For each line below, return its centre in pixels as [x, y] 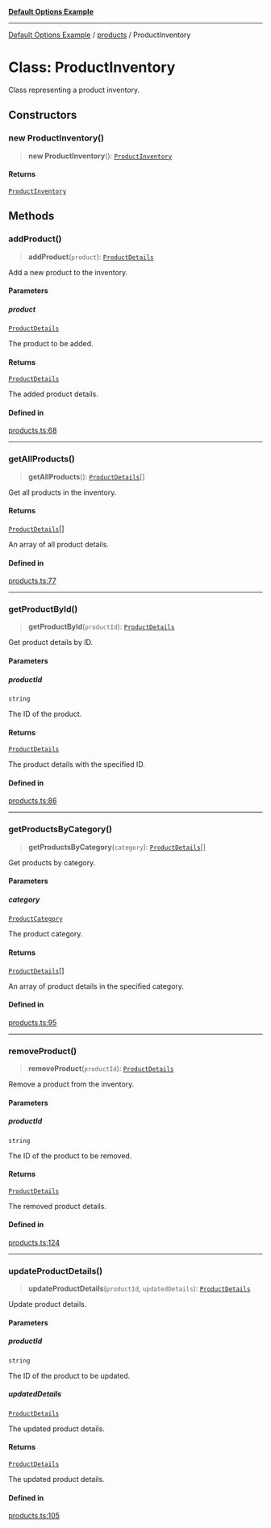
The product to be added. [51, 344]
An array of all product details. [58, 544]
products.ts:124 [34, 1242]
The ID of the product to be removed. [70, 1155]
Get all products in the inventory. [63, 492]
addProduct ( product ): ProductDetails [91, 257]
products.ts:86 [33, 801]
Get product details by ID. [51, 643]
